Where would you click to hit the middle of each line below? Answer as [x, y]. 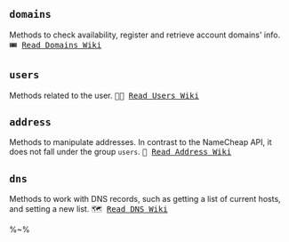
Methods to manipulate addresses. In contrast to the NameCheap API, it [140, 142]
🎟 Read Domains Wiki [56, 45]
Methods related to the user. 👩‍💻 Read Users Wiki [104, 95]
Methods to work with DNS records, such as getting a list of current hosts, [145, 199]
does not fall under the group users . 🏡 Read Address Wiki [120, 152]
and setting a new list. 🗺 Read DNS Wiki [88, 209]
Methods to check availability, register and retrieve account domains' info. [145, 35]
